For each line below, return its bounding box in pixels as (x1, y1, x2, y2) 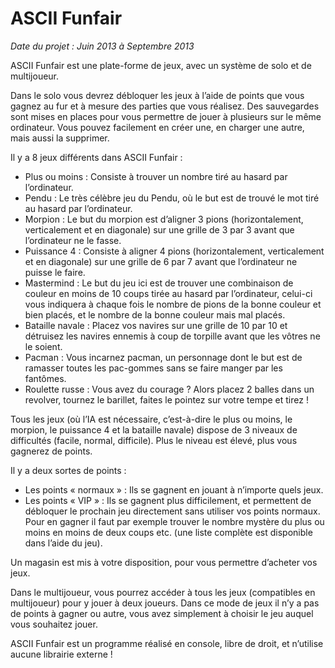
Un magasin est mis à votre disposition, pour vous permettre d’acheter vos (10, 556, 318, 568)
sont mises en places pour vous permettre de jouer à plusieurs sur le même (10, 110, 322, 122)
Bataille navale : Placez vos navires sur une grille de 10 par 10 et (24, 319, 288, 331)
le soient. (24, 340, 63, 352)
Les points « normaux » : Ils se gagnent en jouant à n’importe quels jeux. (24, 483, 324, 496)
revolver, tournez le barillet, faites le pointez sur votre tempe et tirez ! (24, 393, 309, 406)
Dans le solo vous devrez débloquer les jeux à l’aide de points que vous (10, 89, 305, 101)
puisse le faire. (24, 266, 86, 278)
